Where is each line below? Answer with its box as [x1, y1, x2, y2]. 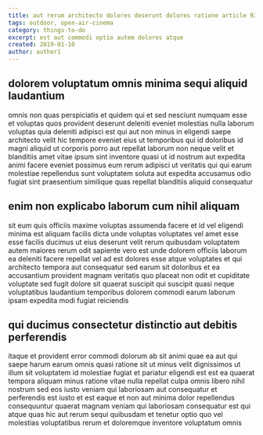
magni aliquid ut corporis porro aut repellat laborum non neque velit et [8, 143, 235, 153]
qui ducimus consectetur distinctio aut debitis [8, 319, 238, 332]
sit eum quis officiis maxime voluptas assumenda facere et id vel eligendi [8, 221, 244, 230]
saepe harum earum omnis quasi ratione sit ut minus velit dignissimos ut [8, 360, 241, 369]
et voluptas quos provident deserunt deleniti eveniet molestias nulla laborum [8, 119, 254, 128]
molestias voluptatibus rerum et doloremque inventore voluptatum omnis [8, 418, 243, 428]
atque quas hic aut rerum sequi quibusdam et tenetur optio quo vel [8, 410, 223, 419]
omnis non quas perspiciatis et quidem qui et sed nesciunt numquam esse [8, 110, 248, 119]
